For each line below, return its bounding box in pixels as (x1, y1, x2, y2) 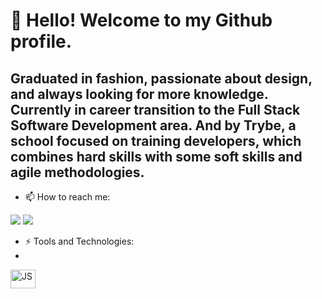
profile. (10, 30, 73, 53)
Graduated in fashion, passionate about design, (10, 70, 313, 87)
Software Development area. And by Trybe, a (10, 117, 297, 134)
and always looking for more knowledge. (10, 85, 269, 103)
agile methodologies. (10, 164, 145, 181)
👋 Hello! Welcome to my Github (10, 9, 273, 32)
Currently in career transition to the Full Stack (10, 101, 301, 118)
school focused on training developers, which (10, 132, 302, 149)
